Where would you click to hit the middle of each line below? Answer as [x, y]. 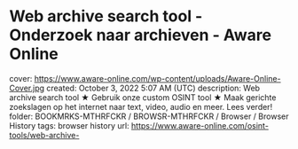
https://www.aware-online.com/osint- [200, 125]
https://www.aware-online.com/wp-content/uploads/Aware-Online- [157, 78]
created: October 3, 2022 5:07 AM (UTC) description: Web [153, 88]
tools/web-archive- [44, 135]
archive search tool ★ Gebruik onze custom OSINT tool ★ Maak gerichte [143, 97]
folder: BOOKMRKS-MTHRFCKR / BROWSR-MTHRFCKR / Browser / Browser [149, 116]
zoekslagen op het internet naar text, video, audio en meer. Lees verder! [141, 106]
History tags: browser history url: [70, 125]
